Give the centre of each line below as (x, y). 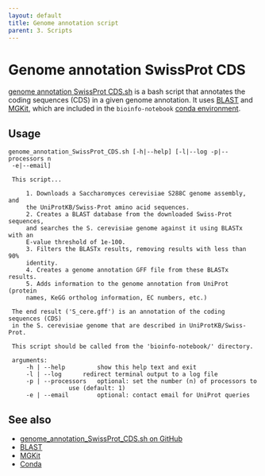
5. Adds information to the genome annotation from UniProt (127, 284)
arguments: (29, 361)
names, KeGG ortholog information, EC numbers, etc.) (117, 298)
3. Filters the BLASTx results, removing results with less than (136, 250)
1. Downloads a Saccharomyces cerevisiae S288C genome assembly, (136, 194)
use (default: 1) (97, 389)
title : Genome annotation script (63, 23)
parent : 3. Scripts (40, 30)
